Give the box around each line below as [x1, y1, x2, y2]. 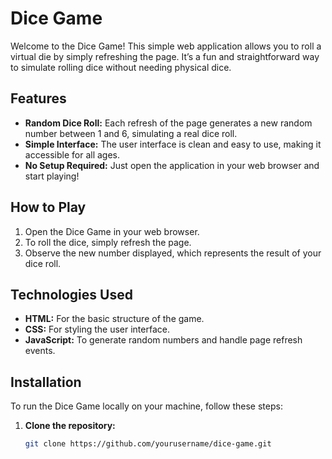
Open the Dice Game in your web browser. [24, 225, 200, 237]
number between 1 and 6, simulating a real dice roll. [24, 127, 238, 139]
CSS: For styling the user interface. [24, 323, 170, 336]
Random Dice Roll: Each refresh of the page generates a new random [24, 117, 313, 129]
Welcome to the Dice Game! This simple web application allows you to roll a [10, 40, 322, 52]
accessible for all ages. [24, 148, 121, 161]
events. [24, 345, 56, 357]
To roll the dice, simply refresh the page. [24, 236, 192, 248]
